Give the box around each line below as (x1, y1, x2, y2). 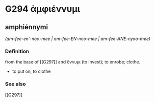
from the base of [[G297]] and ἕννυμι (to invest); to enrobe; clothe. (5, 59, 141, 65)
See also (5, 81, 26, 87)
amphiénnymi (5, 23, 48, 31)
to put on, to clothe (12, 68, 51, 74)
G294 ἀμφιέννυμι (5, 3, 80, 15)
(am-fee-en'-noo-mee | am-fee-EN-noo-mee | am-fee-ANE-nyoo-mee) (5, 36, 151, 41)
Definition (5, 48, 29, 55)
